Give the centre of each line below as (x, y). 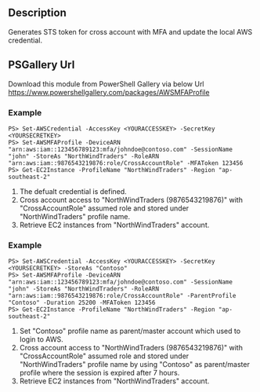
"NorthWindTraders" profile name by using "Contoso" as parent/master (135, 365)
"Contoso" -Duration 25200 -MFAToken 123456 (82, 303)
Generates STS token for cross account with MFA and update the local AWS (130, 31)
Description (37, 13)
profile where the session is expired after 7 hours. (99, 373)
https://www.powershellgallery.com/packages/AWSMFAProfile (109, 92)
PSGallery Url (42, 65)
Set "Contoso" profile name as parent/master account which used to (130, 331)
